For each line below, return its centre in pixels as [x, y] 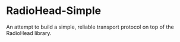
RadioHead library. [29, 33]
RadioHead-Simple [54, 11]
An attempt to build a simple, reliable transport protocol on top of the [90, 27]
